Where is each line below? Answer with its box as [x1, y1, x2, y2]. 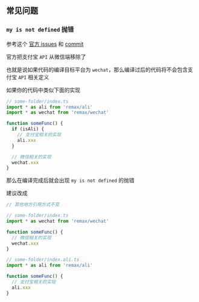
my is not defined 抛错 [6, 25, 74, 34]
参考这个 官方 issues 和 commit [6, 40, 84, 47]
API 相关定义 [17, 73, 49, 80]
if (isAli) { [11, 126, 45, 132]
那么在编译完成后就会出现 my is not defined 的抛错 [6, 177, 134, 184]
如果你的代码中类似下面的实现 [6, 86, 80, 94]
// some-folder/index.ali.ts [6, 257, 80, 263]
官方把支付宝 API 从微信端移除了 [6, 53, 86, 60]
